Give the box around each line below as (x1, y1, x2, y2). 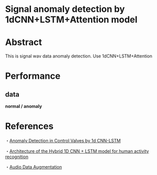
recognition (5, 154, 29, 160)
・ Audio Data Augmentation (5, 164, 62, 170)
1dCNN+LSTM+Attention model (5, 14, 138, 25)
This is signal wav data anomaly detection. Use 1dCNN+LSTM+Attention (5, 53, 153, 59)
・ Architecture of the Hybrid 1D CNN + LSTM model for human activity (5, 148, 150, 154)
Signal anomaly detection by (5, 3, 125, 15)
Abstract (5, 37, 42, 48)
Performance (5, 70, 61, 82)
